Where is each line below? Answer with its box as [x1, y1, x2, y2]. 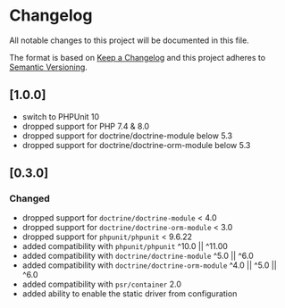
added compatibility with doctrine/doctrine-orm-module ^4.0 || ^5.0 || [21, 260, 277, 271]
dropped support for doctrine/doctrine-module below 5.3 [21, 130, 233, 141]
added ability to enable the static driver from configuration [21, 288, 238, 299]
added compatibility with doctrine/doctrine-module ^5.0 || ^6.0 [21, 251, 255, 262]
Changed [9, 193, 51, 205]
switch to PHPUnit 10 [21, 111, 100, 121]
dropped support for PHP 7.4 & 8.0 [21, 121, 150, 131]
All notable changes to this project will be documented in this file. [9, 35, 250, 46]
